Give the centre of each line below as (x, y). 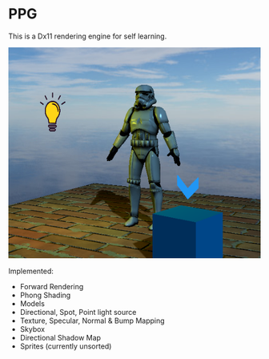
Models (32, 304)
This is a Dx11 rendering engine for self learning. (88, 36)
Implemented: (31, 271)
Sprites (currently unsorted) (66, 346)
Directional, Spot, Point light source (78, 312)
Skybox (32, 329)
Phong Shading (45, 295)
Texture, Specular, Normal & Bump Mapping (92, 321)
